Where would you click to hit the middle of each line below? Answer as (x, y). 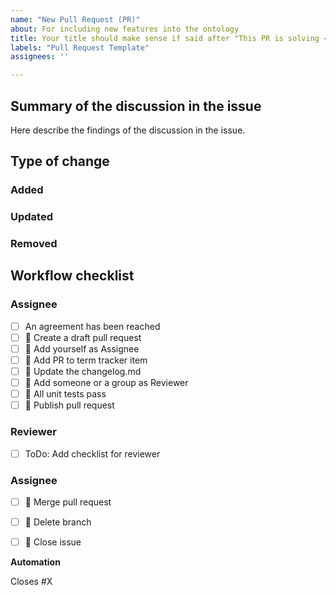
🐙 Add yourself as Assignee (82, 348)
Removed (34, 244)
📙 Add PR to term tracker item (86, 360)
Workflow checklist (72, 276)
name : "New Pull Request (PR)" (75, 19)
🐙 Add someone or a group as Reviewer (106, 383)
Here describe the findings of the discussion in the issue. (128, 130)
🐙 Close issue (53, 542)
